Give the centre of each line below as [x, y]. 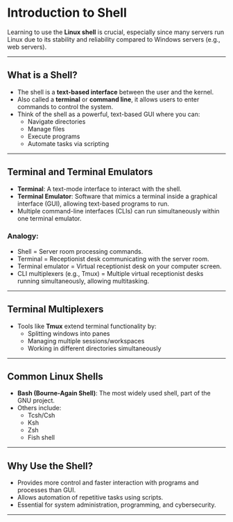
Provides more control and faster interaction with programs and [108, 483]
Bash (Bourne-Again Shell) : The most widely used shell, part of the [114, 393]
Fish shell [41, 438]
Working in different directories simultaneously [94, 348]
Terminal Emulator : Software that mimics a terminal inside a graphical [117, 196]
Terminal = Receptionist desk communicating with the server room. [113, 259]
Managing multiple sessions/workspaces [86, 341]
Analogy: [23, 236]
